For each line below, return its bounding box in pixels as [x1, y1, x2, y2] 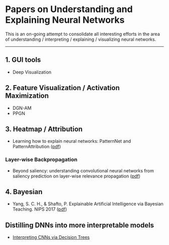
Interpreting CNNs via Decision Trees [12, 234, 90, 240]
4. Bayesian [5, 188, 43, 196]
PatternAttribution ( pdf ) [12, 144, 61, 150]
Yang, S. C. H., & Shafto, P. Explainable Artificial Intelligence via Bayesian [12, 201, 163, 207]
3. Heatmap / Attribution [5, 125, 83, 133]
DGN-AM [12, 105, 32, 111]
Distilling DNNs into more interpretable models [5, 221, 154, 229]
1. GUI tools [5, 55, 41, 64]
